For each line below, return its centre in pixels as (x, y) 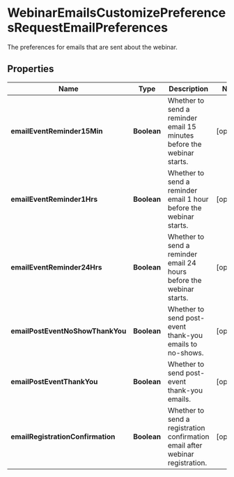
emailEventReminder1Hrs (54, 199)
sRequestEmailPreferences (88, 28)
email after (185, 445)
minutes (181, 135)
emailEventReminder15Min (57, 131)
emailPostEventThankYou (54, 381)
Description (189, 89)
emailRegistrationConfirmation (63, 436)
